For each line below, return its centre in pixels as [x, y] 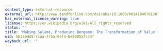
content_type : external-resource [39, 9]
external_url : [19, 14]
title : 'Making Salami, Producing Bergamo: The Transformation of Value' [81, 32]
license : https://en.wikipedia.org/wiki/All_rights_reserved [68, 23]
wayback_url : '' [21, 41]
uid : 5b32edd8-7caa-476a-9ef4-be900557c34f [50, 37]
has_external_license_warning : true [42, 18]
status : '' [16, 28]
